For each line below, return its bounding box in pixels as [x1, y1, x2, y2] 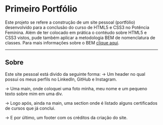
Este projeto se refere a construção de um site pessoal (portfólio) [5, 19, 135, 25]
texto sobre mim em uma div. [5, 91, 63, 97]
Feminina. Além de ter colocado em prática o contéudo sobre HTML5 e [5, 29, 147, 35]
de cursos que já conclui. [5, 105, 56, 111]
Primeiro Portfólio [5, 3, 78, 14]
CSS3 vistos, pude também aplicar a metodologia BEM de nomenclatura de [5, 35, 155, 41]
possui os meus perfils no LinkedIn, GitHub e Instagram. [5, 76, 117, 82]
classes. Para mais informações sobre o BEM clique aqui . [5, 40, 120, 45]
